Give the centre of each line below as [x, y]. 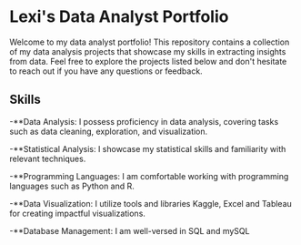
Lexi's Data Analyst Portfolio [119, 17]
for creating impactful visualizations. [77, 213]
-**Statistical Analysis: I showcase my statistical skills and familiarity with [148, 148]
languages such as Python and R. [72, 186]
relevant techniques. [48, 158]
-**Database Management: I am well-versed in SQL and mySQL [130, 230]
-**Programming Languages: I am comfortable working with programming [149, 176]
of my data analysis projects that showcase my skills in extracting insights [148, 51]
